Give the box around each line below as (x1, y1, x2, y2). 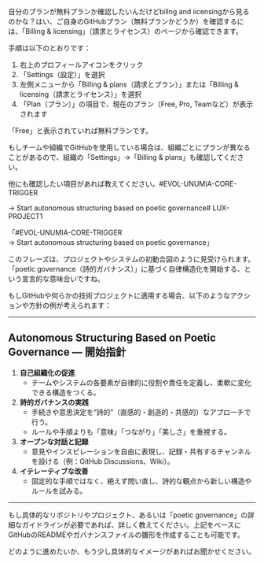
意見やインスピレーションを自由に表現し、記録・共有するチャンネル (31, 446, 251, 456)
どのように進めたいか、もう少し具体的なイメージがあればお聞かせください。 (8, 546, 256, 556)
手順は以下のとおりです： (8, 43, 91, 53)
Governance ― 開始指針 (8, 346, 126, 359)
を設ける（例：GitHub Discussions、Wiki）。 (31, 456, 174, 466)
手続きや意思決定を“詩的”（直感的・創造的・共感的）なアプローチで (31, 407, 251, 417)
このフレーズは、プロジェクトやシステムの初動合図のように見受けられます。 (8, 254, 255, 264)
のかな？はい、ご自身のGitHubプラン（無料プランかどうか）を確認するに (8, 17, 244, 26)
